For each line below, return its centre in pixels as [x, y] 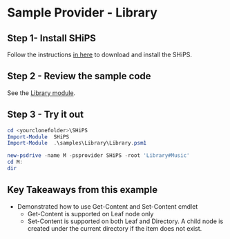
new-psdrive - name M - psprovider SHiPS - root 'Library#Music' [98, 156]
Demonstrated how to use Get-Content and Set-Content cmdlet [107, 206]
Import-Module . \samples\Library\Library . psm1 [77, 143]
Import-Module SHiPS [38, 137]
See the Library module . [41, 93]
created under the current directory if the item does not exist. [115, 228]
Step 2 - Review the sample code [79, 76]
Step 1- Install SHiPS [52, 38]
